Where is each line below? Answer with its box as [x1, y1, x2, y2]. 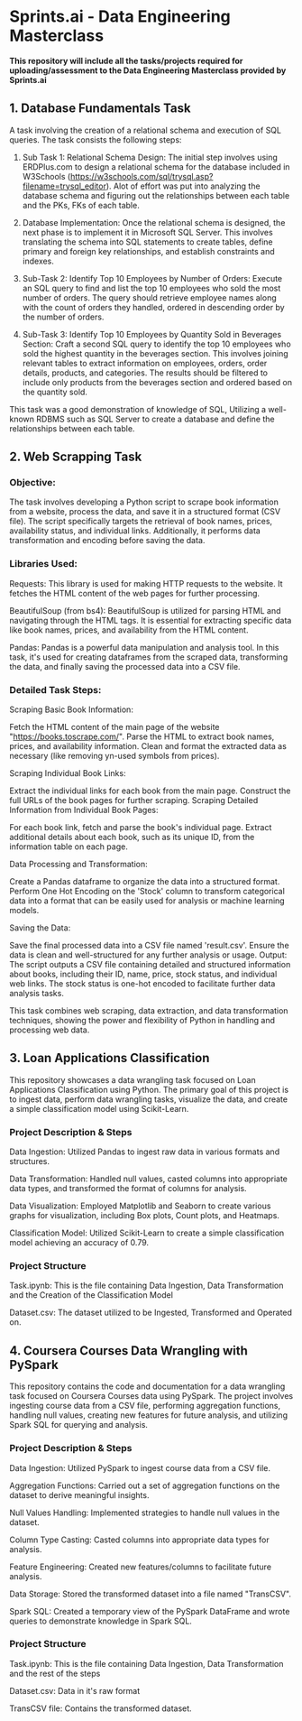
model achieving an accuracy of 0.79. [9, 1237, 150, 1248]
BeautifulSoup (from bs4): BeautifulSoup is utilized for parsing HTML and [9, 605, 281, 615]
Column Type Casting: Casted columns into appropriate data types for [9, 1534, 270, 1545]
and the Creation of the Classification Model [9, 1290, 174, 1300]
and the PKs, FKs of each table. [22, 199, 140, 210]
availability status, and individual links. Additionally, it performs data [9, 525, 261, 536]
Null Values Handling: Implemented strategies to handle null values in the [9, 1507, 280, 1518]
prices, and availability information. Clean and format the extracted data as [9, 741, 287, 752]
